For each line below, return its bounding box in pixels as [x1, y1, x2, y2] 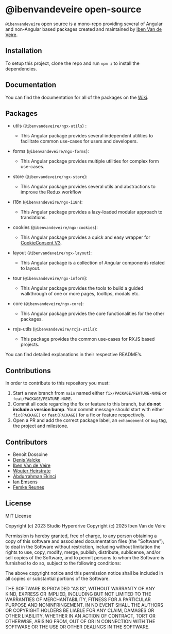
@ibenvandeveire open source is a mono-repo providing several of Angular [5, 21, 163, 27]
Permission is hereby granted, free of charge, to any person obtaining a [5, 533, 157, 539]
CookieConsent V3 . [20, 240, 62, 246]
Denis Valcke [12, 457, 41, 463]
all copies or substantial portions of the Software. [5, 575, 110, 582]
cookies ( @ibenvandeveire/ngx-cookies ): [12, 224, 98, 231]
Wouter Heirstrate [12, 468, 51, 474]
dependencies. [5, 65, 37, 72]
